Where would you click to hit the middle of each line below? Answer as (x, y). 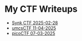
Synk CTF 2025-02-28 (35, 23)
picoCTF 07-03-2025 (33, 33)
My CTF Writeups (41, 9)
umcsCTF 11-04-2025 (34, 28)
